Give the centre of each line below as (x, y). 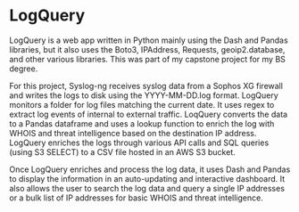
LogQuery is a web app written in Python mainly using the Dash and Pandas (149, 40)
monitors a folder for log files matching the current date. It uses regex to (142, 104)
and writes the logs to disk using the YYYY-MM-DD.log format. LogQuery (144, 95)
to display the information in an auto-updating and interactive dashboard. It (147, 178)
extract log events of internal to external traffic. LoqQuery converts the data (149, 114)
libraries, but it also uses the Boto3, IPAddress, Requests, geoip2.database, (147, 49)
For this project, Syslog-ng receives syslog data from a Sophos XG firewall (146, 86)
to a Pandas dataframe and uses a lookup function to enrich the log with (142, 123)
